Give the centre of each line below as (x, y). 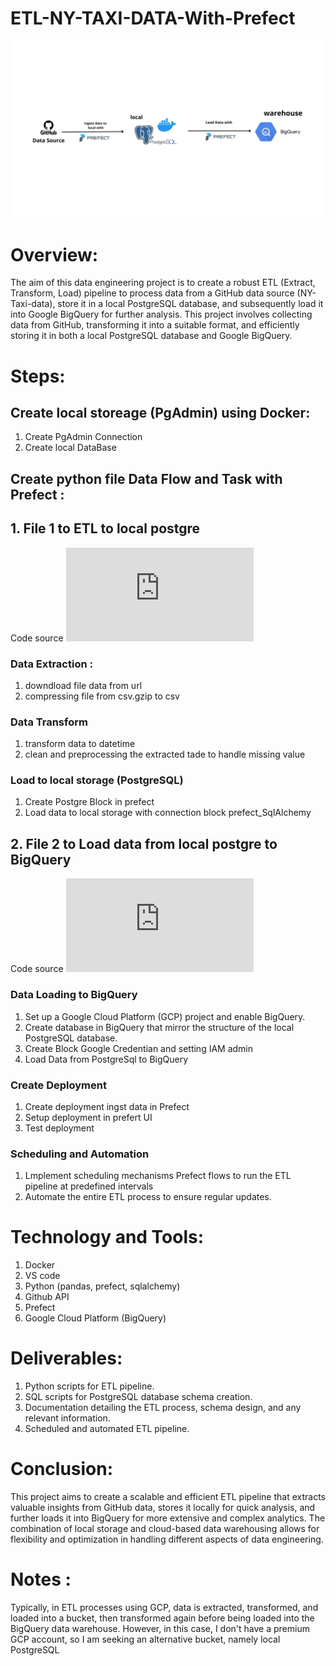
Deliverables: (66, 1358)
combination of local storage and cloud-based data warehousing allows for (165, 1528)
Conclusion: (62, 1469)
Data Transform (49, 722)
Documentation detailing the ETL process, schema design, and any (163, 1408)
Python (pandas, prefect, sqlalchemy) (102, 1286)
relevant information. (67, 1418)
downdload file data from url (83, 685)
